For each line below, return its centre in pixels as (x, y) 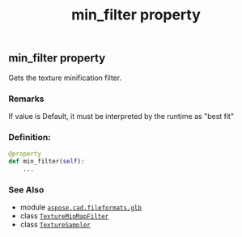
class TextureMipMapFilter (64, 216)
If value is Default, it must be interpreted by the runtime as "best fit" (121, 116)
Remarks (26, 99)
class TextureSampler (55, 225)
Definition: (30, 137)
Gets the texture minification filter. (65, 78)
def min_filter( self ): (47, 162)
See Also (26, 189)
